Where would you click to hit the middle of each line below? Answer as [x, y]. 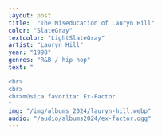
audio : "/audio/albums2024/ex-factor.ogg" [80, 119]
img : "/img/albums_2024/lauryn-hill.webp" [80, 111]
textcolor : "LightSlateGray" [57, 38]
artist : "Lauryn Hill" [46, 45]
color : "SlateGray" [41, 30]
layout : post [30, 15]
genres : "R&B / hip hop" [49, 60]
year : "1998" [30, 52]
